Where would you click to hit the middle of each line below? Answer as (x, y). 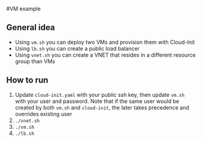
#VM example (24, 9)
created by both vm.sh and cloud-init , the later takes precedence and (102, 107)
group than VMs (35, 61)
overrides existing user (43, 114)
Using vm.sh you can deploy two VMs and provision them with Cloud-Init (105, 42)
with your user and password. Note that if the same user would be (97, 101)
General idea (31, 27)
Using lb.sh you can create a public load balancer (77, 48)
